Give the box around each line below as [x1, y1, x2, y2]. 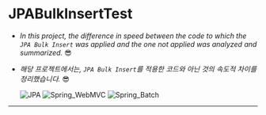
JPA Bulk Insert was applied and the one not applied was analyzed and [19, 39, 257, 48]
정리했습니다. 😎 [19, 74, 70, 83]
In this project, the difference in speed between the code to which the [19, 31, 247, 40]
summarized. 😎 [19, 48, 73, 57]
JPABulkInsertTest [8, 5, 133, 23]
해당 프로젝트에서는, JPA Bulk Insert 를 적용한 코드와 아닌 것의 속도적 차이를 [19, 64, 257, 74]
